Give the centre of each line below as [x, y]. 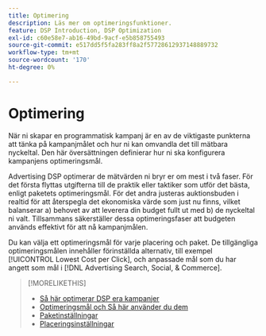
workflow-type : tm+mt [44, 52]
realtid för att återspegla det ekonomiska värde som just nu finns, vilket [124, 201]
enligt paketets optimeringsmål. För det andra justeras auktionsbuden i [124, 193]
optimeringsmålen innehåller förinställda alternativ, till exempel [110, 250]
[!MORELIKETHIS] [57, 283]
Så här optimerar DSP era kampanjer [100, 298]
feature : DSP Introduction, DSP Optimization [85, 30]
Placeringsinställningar [77, 323]
